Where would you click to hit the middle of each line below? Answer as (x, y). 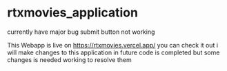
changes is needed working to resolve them (70, 59)
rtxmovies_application (72, 13)
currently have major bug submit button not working (81, 32)
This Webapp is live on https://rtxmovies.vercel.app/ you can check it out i (113, 45)
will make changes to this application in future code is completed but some (113, 52)
